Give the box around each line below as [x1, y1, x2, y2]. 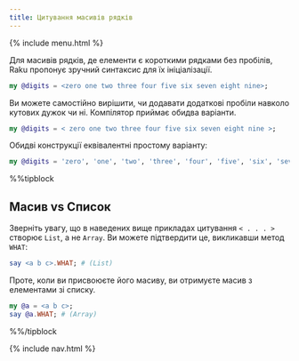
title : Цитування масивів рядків [9, 12, 133, 22]
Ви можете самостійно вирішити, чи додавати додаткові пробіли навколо [9, 97, 290, 108]
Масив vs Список [9, 199, 111, 214]
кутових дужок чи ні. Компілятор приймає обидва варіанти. [9, 107, 237, 117]
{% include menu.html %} [9, 37, 104, 48]
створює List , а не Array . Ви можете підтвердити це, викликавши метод [9, 232, 285, 243]
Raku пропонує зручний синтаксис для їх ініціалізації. [9, 64, 213, 75]
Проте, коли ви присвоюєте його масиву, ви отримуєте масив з [9, 275, 253, 285]
